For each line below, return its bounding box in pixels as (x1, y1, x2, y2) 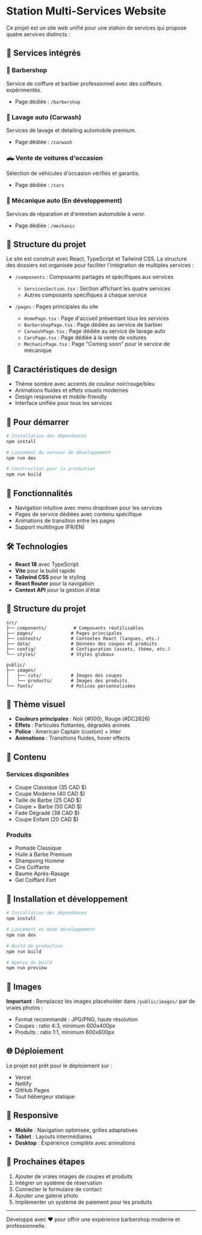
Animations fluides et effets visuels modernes (14, 387, 129, 394)
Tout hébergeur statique (14, 1093, 75, 1100)
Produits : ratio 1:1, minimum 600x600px (14, 1029, 115, 1036)
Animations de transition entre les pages (14, 517, 115, 524)
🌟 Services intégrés (6, 48, 81, 58)
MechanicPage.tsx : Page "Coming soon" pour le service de (23, 341, 170, 348)
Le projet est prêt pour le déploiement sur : (6, 1062, 112, 1069)
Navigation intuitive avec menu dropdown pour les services (14, 504, 162, 512)
